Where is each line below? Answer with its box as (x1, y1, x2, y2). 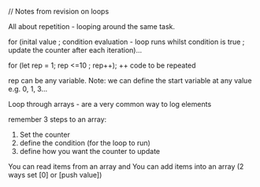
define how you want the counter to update (19, 147, 160, 156)
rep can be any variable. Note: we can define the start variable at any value (8, 76, 252, 85)
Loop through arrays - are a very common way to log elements (8, 100, 212, 108)
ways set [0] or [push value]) (8, 170, 102, 179)
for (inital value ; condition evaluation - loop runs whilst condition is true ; (8, 37, 245, 46)
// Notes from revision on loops (8, 7, 110, 16)
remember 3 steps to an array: (8, 115, 107, 124)
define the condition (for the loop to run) (19, 138, 151, 148)
